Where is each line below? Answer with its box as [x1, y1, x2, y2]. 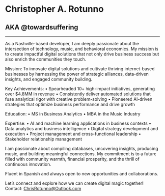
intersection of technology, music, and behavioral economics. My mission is [5, 46, 159, 52]
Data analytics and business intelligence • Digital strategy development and [5, 126, 158, 131]
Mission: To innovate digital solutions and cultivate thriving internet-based [5, 66, 155, 72]
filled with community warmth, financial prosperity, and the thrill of [5, 156, 140, 162]
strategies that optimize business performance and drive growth [5, 102, 135, 107]
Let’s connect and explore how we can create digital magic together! [5, 180, 144, 186]
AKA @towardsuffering [5, 23, 79, 31]
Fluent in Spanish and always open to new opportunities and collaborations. [5, 171, 159, 176]
